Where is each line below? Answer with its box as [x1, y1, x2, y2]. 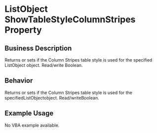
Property [4, 25, 42, 35]
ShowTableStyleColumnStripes [4, 14, 136, 25]
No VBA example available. [4, 122, 60, 128]
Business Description [4, 44, 72, 52]
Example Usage [4, 109, 54, 118]
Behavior [4, 76, 33, 85]
